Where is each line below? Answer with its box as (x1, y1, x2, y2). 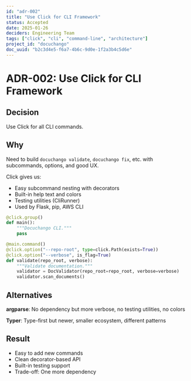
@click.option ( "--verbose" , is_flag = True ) (6, 252, 111, 258)
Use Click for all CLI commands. (6, 123, 84, 130)
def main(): (6, 220, 35, 226)
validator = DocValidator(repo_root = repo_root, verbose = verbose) (16, 269, 180, 274)
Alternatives (6, 290, 53, 300)
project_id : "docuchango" (6, 42, 69, 47)
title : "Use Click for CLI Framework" (6, 14, 101, 20)
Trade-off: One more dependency (14, 368, 97, 375)
